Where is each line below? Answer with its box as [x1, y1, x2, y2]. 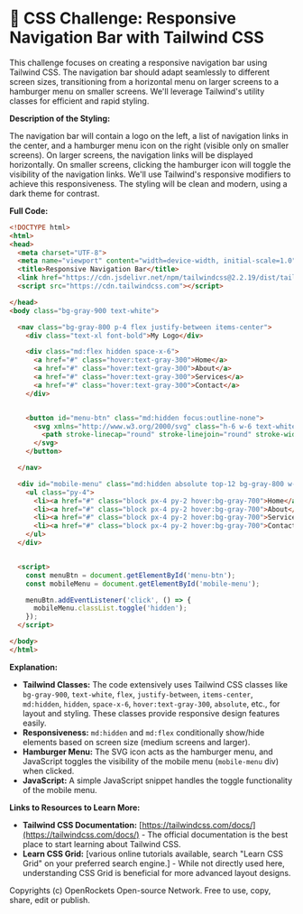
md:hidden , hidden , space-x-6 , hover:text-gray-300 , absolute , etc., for [22, 698, 280, 709]
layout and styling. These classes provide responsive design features [22, 707, 280, 718]
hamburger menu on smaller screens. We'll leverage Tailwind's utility [9, 86, 265, 97]
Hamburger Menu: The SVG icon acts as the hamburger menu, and [22, 746, 273, 757]
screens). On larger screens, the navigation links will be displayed [9, 149, 253, 161]
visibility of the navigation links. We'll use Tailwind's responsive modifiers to [9, 169, 291, 180]
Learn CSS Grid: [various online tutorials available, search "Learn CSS [22, 848, 284, 859]
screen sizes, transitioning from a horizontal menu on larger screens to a [9, 76, 280, 87]
